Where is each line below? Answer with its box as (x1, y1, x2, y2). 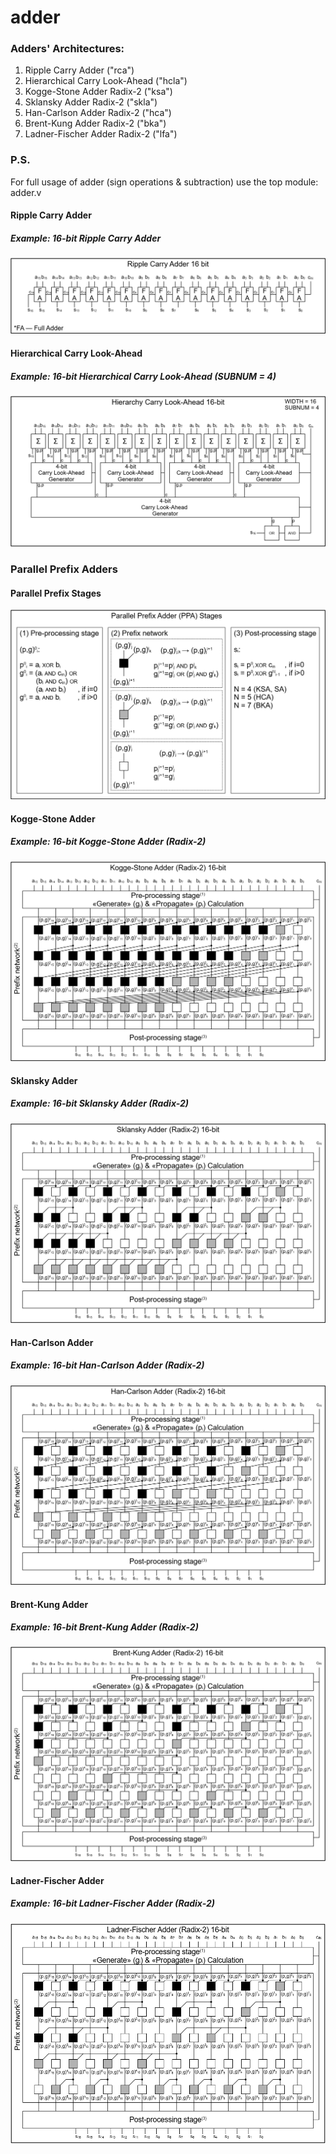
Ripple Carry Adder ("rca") (24, 64, 135, 76)
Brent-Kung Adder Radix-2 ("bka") (24, 117, 167, 130)
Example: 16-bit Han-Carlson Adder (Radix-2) (10, 1359, 205, 1371)
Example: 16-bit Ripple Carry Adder (10, 232, 162, 244)
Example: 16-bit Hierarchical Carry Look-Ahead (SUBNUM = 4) (10, 370, 277, 382)
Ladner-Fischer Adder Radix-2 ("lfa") (24, 128, 178, 140)
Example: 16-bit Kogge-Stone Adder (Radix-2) (10, 836, 207, 848)
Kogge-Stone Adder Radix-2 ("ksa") (24, 86, 173, 98)
